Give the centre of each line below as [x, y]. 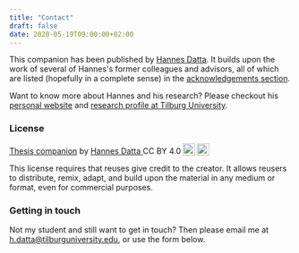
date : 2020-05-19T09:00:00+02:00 [72, 34]
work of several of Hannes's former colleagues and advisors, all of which [144, 69]
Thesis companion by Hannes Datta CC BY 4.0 [95, 151]
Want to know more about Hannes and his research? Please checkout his [144, 96]
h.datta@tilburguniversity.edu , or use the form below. [107, 239]
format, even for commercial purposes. [81, 187]
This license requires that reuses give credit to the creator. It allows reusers [148, 168]
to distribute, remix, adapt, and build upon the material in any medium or [142, 177]
